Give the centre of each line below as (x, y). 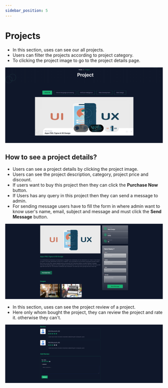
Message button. (30, 217)
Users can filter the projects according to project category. (73, 55)
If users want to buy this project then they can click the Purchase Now (85, 185)
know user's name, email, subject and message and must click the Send (87, 212)
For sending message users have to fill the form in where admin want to (86, 206)
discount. (22, 180)
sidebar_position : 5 (27, 10)
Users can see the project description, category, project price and (80, 174)
